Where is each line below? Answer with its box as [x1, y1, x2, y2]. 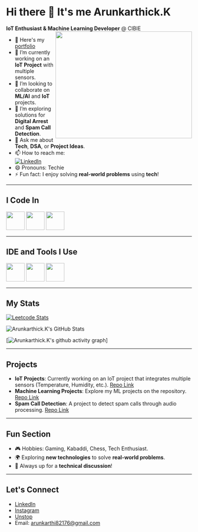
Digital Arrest [14, 117, 48, 124]
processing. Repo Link [14, 407, 70, 414]
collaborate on [14, 86, 50, 93]
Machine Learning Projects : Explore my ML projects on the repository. [14, 388, 187, 395]
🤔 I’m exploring [14, 105, 51, 112]
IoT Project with [14, 61, 54, 68]
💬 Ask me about [14, 136, 54, 143]
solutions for [14, 111, 45, 118]
